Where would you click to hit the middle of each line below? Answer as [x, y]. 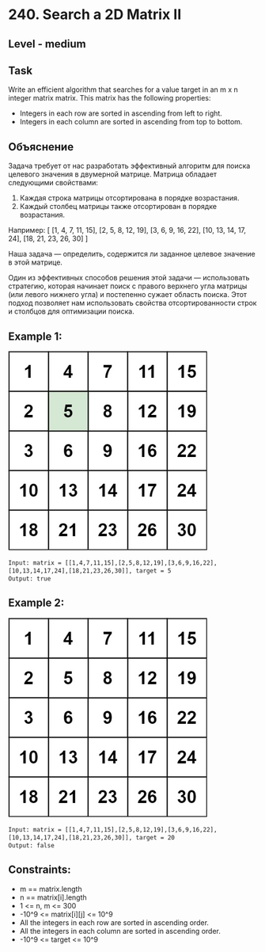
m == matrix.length [51, 889]
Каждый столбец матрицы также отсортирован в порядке [118, 207]
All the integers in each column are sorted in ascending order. [120, 931]
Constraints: [40, 870]
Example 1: [35, 336]
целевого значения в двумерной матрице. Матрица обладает [113, 174]
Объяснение [41, 147]
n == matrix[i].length [53, 897]
